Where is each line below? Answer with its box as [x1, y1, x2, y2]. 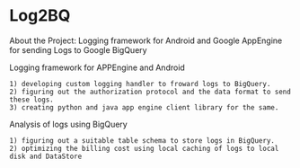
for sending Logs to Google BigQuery [9, 44, 147, 55]
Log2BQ [9, 5, 71, 26]
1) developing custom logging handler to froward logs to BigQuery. [9, 79, 271, 88]
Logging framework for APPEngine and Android [9, 62, 186, 73]
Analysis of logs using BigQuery [9, 119, 128, 129]
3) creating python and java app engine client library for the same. [9, 102, 279, 112]
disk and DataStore [9, 152, 83, 161]
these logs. [9, 95, 54, 104]
